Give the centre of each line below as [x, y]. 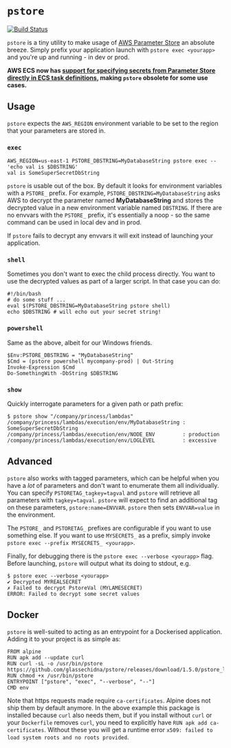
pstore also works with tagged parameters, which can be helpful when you [113, 478]
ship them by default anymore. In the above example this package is [104, 707]
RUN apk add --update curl [46, 658]
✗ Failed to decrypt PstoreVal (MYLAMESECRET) [75, 588]
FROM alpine [24, 652]
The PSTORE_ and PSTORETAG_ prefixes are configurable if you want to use [109, 528]
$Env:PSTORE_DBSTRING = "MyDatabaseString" [70, 355]
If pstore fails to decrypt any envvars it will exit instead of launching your [110, 236]
